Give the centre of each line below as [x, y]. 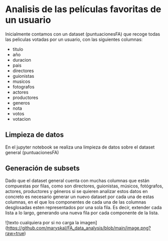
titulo [18, 49]
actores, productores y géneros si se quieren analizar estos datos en [76, 191]
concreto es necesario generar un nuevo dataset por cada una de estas [80, 197]
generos [21, 103]
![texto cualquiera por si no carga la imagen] [51, 222]
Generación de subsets [42, 168]
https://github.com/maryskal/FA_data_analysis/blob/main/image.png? [79, 228]
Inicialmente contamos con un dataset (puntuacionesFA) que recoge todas [83, 34]
